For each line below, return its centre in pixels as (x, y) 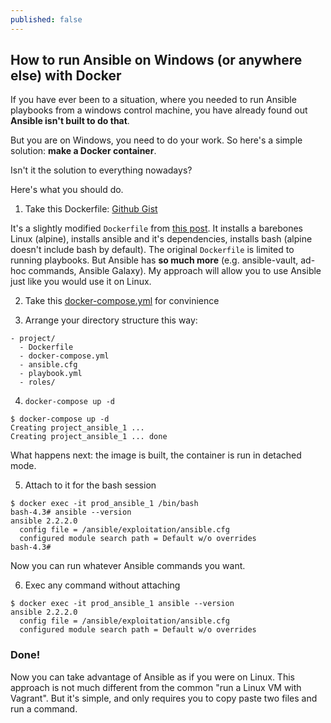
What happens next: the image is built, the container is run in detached (156, 455)
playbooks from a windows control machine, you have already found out (159, 110)
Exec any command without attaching (102, 585)
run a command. (44, 708)
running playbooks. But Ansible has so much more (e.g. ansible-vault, (154, 260)
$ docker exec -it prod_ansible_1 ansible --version (122, 604)
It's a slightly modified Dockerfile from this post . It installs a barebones (156, 228)
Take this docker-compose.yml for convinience (122, 301)
